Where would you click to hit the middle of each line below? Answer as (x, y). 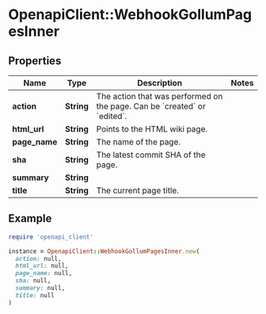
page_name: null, (44, 274)
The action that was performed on (160, 96)
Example (30, 218)
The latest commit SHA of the (151, 155)
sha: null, (33, 281)
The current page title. (138, 190)
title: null (35, 295)
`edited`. (112, 116)
